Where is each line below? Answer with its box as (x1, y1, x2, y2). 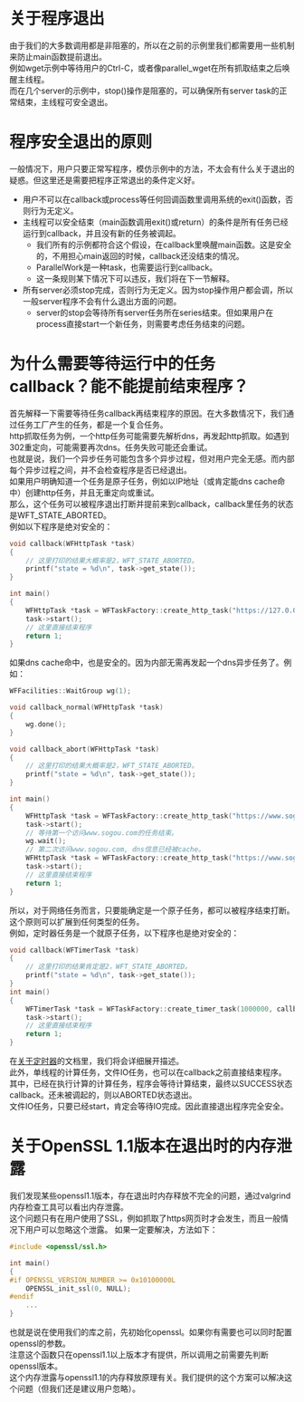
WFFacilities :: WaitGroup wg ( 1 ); (9, 687, 131, 696)
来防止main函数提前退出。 (9, 51, 107, 62)
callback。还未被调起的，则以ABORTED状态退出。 (9, 1090, 197, 1100)
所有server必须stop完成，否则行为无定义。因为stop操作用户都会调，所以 (22, 284, 294, 295)
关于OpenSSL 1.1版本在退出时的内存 (9, 1136, 277, 1157)
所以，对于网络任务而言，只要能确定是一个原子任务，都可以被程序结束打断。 (9, 905, 295, 916)
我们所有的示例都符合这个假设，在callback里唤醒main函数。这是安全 (35, 239, 292, 250)
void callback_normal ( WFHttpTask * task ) (9, 703, 165, 712)
